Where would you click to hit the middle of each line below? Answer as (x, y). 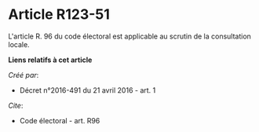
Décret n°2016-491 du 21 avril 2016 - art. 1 (88, 90)
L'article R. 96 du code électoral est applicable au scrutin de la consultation (129, 36)
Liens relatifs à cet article (50, 60)
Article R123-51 (59, 15)
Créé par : (24, 75)
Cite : (16, 105)
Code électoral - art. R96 (60, 120)
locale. (19, 44)
